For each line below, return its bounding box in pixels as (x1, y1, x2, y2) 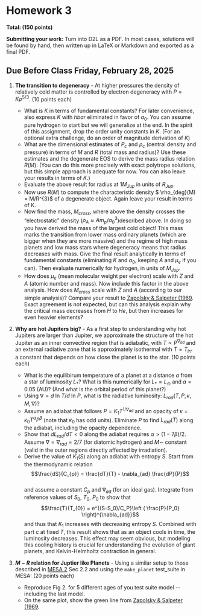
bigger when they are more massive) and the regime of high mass (24, 237, 188, 245)
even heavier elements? (24, 313, 83, 321)
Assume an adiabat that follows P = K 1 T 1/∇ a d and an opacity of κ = (24, 406, 188, 416)
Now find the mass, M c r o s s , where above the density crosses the (24, 208, 185, 216)
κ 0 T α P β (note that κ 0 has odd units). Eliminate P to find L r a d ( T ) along (24, 415, 194, 425)
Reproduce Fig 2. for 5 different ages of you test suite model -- (24, 583, 181, 591)
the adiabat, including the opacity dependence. (24, 424, 142, 432)
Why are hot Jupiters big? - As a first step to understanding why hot (14, 326, 186, 333)
